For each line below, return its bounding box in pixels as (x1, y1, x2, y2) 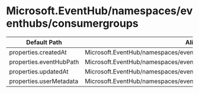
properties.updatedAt (9, 67, 69, 75)
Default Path (26, 38, 62, 46)
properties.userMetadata (9, 77, 79, 85)
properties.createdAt (9, 48, 67, 56)
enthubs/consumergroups (6, 17, 139, 30)
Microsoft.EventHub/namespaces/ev (6, 4, 193, 18)
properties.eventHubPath (9, 57, 79, 66)
